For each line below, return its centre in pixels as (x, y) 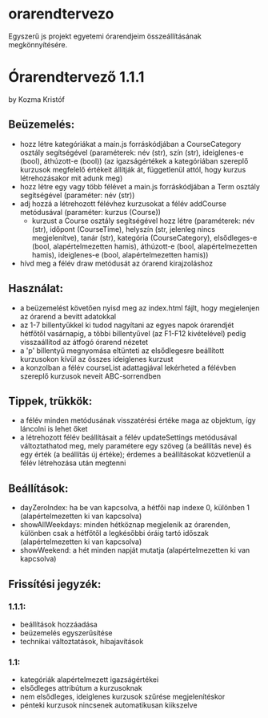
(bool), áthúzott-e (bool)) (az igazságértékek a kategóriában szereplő (134, 160)
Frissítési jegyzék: (55, 584)
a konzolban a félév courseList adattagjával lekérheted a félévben (128, 367)
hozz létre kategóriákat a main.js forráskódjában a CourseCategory (130, 144)
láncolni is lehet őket (54, 429)
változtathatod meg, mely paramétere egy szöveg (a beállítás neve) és (136, 446)
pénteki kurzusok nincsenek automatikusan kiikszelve (108, 705)
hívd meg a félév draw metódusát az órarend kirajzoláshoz (116, 263)
